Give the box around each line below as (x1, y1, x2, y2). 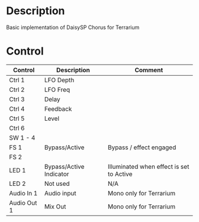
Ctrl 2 (9, 85, 25, 94)
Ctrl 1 (9, 76, 25, 84)
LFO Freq (44, 85, 70, 94)
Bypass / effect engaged (107, 143, 176, 152)
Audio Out (9, 198, 37, 207)
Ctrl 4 (9, 105, 25, 113)
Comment (134, 66, 163, 74)
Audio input (44, 189, 77, 197)
